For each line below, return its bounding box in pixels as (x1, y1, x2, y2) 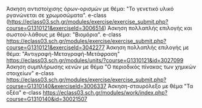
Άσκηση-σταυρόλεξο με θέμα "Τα (107, 83, 194, 90)
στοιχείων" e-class (6, 70, 55, 76)
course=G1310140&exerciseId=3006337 (6, 83, 107, 90)
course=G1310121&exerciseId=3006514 (6, 24, 104, 32)
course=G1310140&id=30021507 (6, 95, 88, 103)
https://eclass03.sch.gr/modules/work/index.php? (42, 89, 168, 96)
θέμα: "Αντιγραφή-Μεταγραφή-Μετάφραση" (6, 50, 120, 57)
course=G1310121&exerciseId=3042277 (6, 44, 105, 51)
